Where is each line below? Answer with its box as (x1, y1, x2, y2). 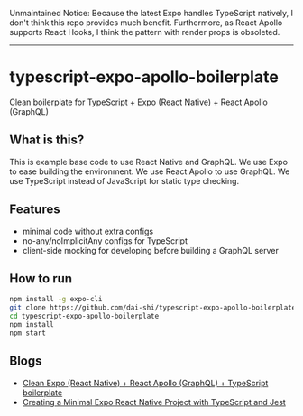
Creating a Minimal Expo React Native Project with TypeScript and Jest (22, 396, 286, 407)
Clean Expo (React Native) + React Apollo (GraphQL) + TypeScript (22, 377, 269, 388)
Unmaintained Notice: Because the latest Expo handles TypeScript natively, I (9, 8, 293, 18)
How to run (9, 271, 73, 286)
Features (9, 202, 60, 217)
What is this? (9, 133, 85, 148)
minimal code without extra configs (22, 226, 154, 236)
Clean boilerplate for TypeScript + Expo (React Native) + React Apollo (9, 97, 269, 107)
